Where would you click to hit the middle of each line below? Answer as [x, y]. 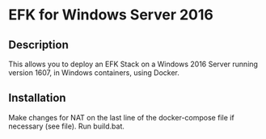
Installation [37, 98]
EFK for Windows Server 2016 [111, 15]
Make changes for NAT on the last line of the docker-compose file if [121, 117]
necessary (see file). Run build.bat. [67, 126]
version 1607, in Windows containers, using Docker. [94, 73]
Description [38, 45]
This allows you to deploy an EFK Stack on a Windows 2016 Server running [133, 64]
